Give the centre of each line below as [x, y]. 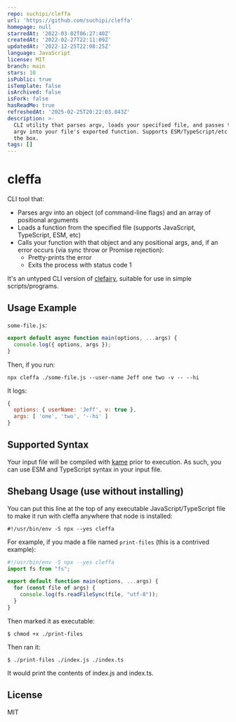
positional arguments [48, 220]
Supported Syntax [48, 445]
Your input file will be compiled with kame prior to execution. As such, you [114, 462]
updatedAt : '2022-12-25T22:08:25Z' [59, 46]
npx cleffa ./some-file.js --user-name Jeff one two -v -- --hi [103, 377]
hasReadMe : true [31, 106]
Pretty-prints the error [60, 258]
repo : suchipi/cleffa [39, 14]
